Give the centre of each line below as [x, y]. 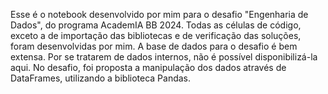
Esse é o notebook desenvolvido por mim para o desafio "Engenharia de [159, 14]
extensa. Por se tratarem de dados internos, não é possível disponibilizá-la [164, 57]
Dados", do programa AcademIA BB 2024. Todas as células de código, [156, 25]
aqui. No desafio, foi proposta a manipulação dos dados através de [148, 67]
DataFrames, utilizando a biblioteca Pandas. [101, 78]
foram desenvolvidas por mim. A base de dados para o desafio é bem [154, 46]
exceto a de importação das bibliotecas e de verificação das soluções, [156, 35]
